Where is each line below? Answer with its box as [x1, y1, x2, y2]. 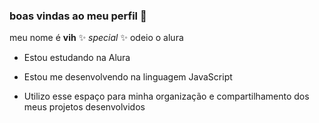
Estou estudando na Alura [23, 52, 131, 64]
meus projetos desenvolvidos [23, 101, 146, 113]
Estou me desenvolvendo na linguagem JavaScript [23, 71, 233, 83]
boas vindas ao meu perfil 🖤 [9, 9, 147, 23]
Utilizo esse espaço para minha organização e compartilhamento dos [23, 90, 310, 103]
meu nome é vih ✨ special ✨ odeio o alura [9, 32, 184, 44]
